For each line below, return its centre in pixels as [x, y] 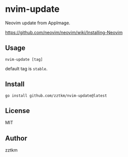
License [18, 111]
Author [16, 138]
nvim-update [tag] [24, 59]
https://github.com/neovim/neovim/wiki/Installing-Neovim [64, 32]
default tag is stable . [26, 68]
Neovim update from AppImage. [38, 23]
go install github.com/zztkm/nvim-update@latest [56, 96]
